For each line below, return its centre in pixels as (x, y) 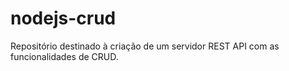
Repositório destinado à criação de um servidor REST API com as (145, 46)
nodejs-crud (63, 18)
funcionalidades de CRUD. (64, 56)
